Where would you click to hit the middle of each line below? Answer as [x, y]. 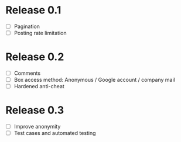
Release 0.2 [35, 57]
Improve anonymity [37, 127]
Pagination [27, 26]
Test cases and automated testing [55, 133]
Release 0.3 [35, 110]
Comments [27, 73]
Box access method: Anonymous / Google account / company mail [94, 80]
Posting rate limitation [40, 33]
